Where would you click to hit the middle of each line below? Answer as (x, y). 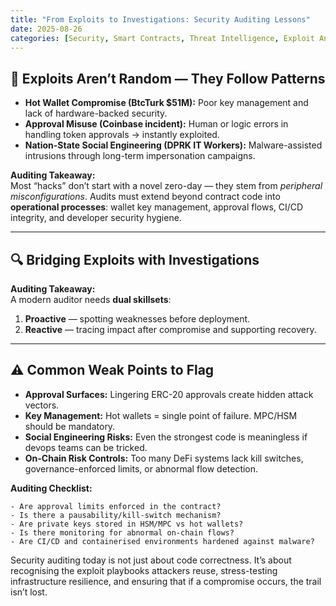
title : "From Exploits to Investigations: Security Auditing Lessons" (160, 19)
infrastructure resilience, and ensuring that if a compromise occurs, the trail (166, 581)
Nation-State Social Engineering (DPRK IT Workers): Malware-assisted (173, 145)
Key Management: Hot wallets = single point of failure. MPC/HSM (161, 415)
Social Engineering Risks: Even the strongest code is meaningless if (166, 437)
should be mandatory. (70, 426)
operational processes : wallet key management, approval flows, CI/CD (157, 207)
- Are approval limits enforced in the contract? (116, 506)
